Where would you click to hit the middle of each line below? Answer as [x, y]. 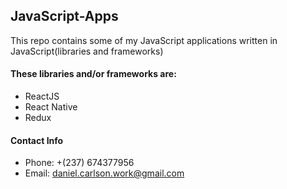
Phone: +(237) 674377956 [79, 163]
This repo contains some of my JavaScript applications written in [144, 40]
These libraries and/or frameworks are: [93, 74]
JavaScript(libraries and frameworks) [87, 51]
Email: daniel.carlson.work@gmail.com [104, 173]
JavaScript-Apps [64, 16]
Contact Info [37, 140]
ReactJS [42, 96]
